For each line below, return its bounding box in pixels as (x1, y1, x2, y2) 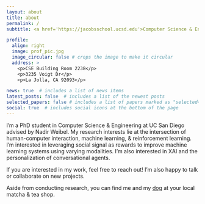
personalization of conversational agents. (6, 154, 110, 161)
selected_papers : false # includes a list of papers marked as (6, 99, 171, 106)
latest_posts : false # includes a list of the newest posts (6, 93, 165, 100)
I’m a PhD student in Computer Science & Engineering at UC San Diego (6, 122, 185, 129)
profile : (6, 37, 29, 43)
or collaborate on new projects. (6, 172, 85, 180)
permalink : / (6, 20, 40, 26)
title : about (6, 15, 40, 21)
